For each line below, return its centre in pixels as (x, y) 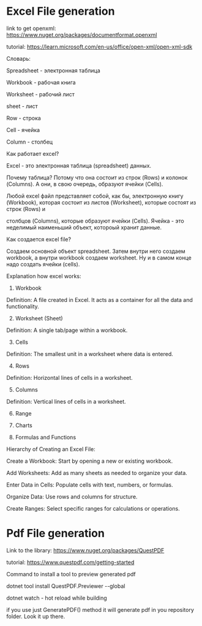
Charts (24, 425)
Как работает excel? (33, 153)
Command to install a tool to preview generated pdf (71, 574)
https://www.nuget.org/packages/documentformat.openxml (82, 34)
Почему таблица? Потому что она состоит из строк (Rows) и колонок (97, 177)
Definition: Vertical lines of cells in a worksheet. (66, 401)
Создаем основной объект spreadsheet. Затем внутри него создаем (96, 251)
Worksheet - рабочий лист (41, 94)
